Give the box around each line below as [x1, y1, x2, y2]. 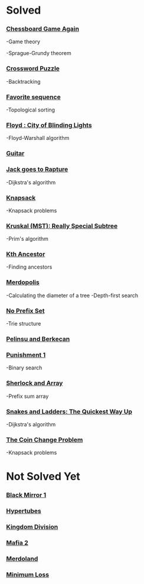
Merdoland [6, 554, 38, 563]
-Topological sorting [6, 106, 55, 113]
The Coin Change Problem [6, 435, 83, 443]
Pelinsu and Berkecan [6, 335, 70, 343]
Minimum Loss [6, 570, 49, 579]
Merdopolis [6, 278, 40, 286]
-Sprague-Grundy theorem [6, 50, 72, 57]
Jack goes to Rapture [6, 165, 68, 174]
